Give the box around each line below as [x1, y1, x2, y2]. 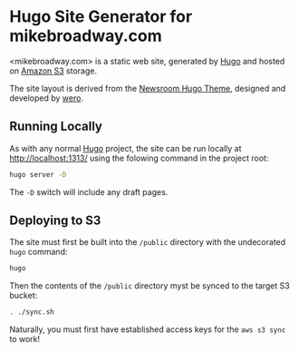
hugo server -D [9, 170, 67, 179]
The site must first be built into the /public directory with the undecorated [9, 237, 286, 248]
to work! [9, 334, 41, 345]
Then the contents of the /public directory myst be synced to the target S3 [9, 280, 290, 291]
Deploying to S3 [9, 213, 101, 229]
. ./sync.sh [9, 308, 54, 317]
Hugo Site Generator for [9, 6, 193, 27]
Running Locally [9, 119, 102, 134]
